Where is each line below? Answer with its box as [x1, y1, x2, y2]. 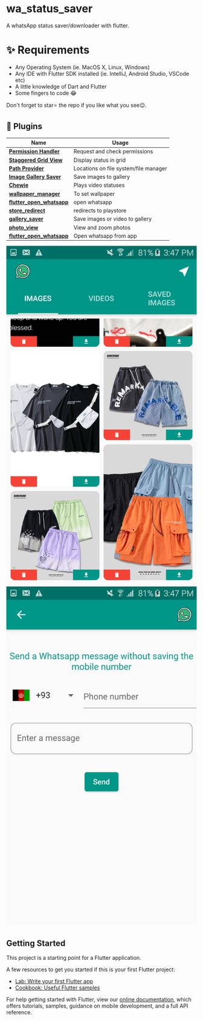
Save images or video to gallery [73, 215, 152, 223]
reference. [6, 1009, 32, 1016]
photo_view [8, 224, 39, 231]
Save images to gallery [73, 173, 130, 181]
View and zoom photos [73, 224, 131, 231]
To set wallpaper [73, 190, 115, 197]
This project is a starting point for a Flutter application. [6, 954, 141, 962]
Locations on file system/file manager [73, 164, 167, 172]
